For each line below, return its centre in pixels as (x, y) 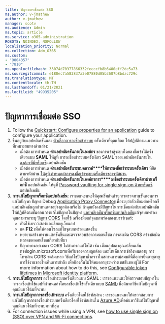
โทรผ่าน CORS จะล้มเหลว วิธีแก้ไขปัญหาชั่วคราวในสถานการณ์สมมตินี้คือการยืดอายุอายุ (90, 257)
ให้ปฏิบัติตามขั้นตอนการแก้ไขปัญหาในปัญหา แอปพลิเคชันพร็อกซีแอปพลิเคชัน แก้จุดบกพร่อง (84, 212)
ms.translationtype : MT (30, 78)
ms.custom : (16, 55)
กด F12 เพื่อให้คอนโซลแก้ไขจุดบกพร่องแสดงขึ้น (58, 229)
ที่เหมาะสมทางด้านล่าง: (30, 146)
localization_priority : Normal (37, 46)
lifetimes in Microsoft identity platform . (59, 273)
